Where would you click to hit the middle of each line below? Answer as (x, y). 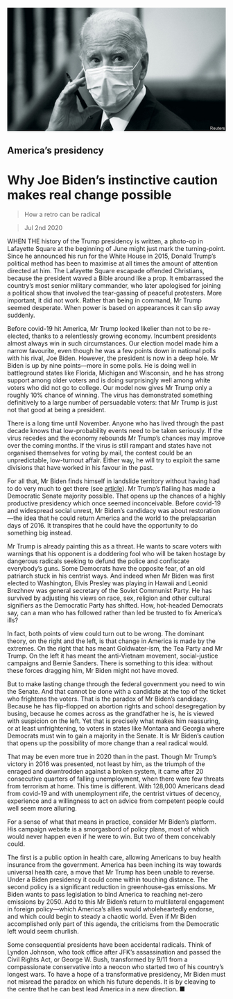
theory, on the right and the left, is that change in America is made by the (112, 641)
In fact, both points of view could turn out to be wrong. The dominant (106, 633)
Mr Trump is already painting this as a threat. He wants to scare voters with (114, 546)
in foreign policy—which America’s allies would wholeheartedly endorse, (111, 909)
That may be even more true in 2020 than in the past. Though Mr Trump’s (112, 756)
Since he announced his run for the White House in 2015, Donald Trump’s (112, 256)
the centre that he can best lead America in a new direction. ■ (96, 989)
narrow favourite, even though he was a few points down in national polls (112, 350)
